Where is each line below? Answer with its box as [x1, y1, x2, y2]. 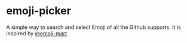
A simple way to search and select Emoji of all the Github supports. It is [6, 24, 181, 31]
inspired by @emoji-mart [6, 29, 68, 37]
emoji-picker [6, 4, 72, 18]
